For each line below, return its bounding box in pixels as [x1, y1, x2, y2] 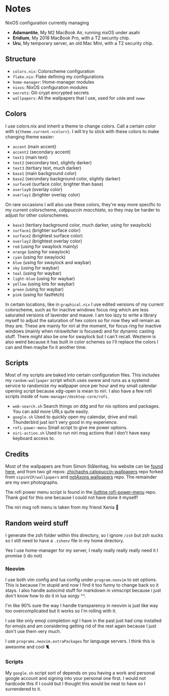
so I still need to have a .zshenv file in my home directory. [5, 538, 125, 543]
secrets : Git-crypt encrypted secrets [12, 89, 89, 96]
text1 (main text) [12, 154, 48, 160]
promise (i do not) [5, 553, 42, 558]
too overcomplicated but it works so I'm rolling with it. [5, 608, 117, 614]
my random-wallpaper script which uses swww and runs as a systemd [5, 377, 150, 384]
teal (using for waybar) [12, 270, 62, 276]
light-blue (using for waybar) [12, 275, 75, 281]
